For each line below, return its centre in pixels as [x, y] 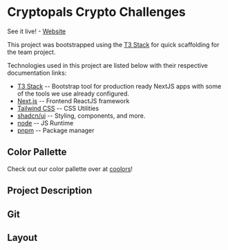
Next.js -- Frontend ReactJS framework [73, 100]
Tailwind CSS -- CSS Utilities [58, 108]
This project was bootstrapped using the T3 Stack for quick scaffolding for [113, 44]
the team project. [31, 52]
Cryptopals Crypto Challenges [96, 12]
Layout [22, 237]
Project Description [50, 191]
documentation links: [37, 73]
